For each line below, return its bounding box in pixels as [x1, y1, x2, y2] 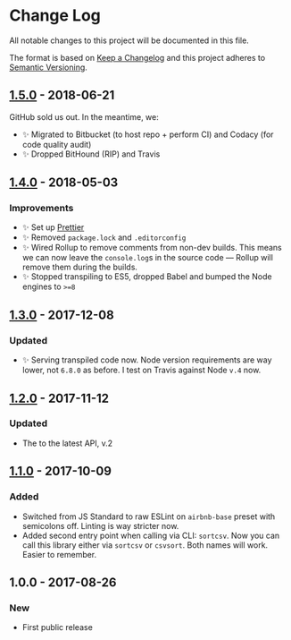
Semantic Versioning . [9, 62, 87, 73]
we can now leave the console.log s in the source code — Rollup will [21, 252, 274, 263]
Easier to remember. [21, 549, 97, 559]
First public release [21, 622, 94, 633]
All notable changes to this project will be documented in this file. [9, 35, 250, 46]
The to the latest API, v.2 [21, 438, 113, 448]
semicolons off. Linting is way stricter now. [21, 520, 179, 531]
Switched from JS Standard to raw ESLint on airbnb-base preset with [21, 511, 276, 522]
